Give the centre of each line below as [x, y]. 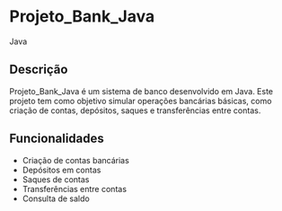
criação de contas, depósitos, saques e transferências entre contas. [135, 110]
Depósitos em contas [62, 170]
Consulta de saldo [56, 198]
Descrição [39, 70]
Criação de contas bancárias [76, 160]
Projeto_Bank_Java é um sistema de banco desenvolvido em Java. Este [141, 91]
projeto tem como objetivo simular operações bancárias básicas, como [141, 101]
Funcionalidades [57, 139]
